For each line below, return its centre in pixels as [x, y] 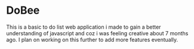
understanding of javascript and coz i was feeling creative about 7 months [97, 33]
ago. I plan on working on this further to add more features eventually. [92, 39]
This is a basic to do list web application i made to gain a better [84, 27]
